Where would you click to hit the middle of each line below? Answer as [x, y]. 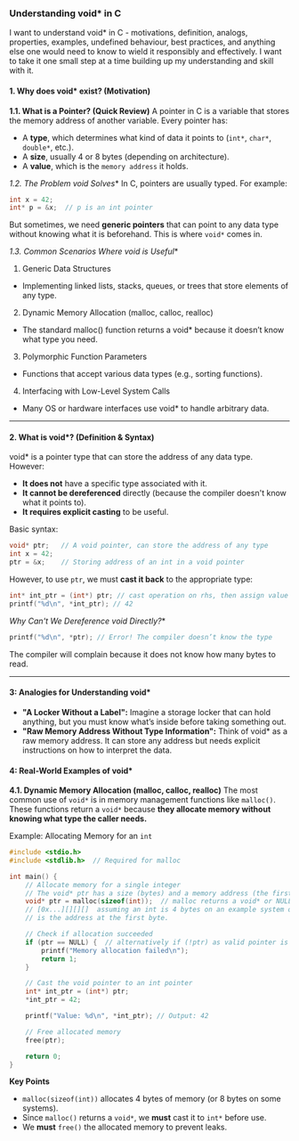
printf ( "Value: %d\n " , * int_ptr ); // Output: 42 [117, 1016]
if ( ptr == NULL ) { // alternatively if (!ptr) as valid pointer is [157, 942]
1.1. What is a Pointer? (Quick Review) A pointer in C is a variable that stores [149, 110]
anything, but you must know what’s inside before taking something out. [154, 721]
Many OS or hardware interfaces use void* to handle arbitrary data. [145, 409]
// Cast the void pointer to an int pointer [109, 983]
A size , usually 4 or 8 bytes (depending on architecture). [125, 156]
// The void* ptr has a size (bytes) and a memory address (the [147, 893]
